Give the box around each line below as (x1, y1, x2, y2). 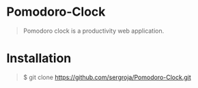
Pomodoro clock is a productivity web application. (23, 27, 165, 35)
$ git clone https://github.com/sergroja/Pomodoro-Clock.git (23, 73, 192, 81)
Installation (6, 50, 72, 66)
